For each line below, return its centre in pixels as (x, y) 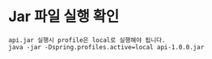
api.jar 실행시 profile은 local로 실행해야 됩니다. (87, 40)
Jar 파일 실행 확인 (64, 17)
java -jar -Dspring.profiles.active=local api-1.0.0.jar (106, 47)
